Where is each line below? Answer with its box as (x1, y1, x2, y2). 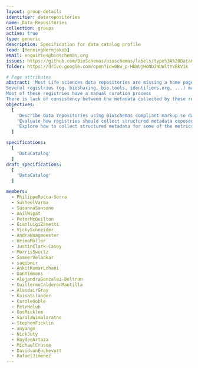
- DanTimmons (11, 271, 44, 277)
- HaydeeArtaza (11, 337, 49, 343)
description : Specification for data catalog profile (6, 42, 141, 48)
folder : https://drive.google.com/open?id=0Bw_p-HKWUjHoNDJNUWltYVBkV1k (6, 63, 189, 70)
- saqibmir (11, 260, 38, 266)
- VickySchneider (11, 227, 54, 233)
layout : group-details (6, 8, 62, 15)
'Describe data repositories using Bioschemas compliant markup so (16, 113, 186, 119)
